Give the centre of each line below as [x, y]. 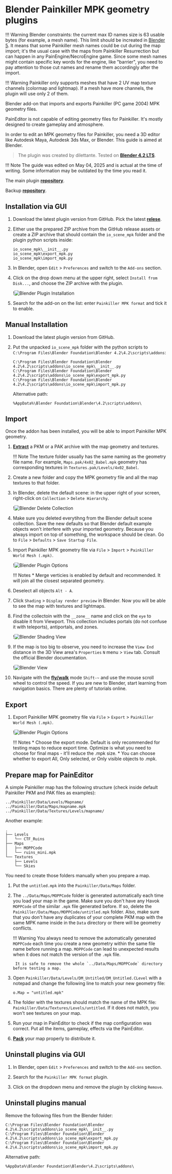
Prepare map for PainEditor [50, 775]
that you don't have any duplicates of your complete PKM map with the [88, 917]
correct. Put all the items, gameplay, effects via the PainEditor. [78, 1028]
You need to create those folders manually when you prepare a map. [78, 875]
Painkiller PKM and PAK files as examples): [51, 793]
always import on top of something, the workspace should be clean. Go [88, 534]
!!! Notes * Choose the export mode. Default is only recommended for [86, 742]
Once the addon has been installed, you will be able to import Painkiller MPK [86, 431]
